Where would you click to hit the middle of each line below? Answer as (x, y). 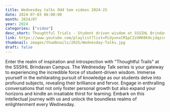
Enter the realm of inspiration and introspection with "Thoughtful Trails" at (82, 61)
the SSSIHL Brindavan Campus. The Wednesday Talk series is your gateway (84, 67)
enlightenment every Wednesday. (40, 104)
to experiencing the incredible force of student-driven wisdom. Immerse (80, 72)
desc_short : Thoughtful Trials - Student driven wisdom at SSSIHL (77, 33)
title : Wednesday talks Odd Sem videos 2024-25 (56, 10)
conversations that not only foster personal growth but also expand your (80, 88)
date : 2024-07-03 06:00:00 (34, 15)
